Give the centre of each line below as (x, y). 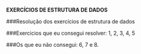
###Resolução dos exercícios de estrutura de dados (71, 21)
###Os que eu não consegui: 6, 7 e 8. (53, 45)
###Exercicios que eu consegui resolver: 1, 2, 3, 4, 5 (71, 33)
